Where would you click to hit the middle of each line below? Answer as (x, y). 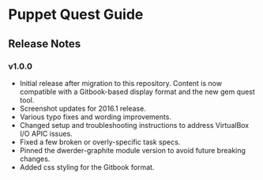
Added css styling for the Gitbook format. (87, 167)
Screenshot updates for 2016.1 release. (83, 108)
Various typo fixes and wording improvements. (96, 117)
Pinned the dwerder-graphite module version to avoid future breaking (133, 150)
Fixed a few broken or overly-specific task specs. (100, 142)
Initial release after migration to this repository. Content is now (121, 83)
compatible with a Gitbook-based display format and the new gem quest (137, 92)
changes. (35, 159)
